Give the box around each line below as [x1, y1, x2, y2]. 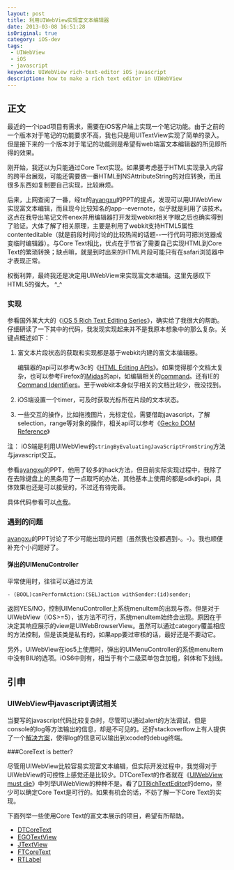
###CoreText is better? [7, 747, 73, 756]
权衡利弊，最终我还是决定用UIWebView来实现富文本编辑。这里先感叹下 [7, 271, 211, 280]
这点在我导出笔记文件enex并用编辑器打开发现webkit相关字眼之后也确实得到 [7, 213, 224, 222]
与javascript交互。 [7, 451, 61, 459]
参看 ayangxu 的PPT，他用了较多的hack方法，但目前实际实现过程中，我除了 [7, 466, 222, 474]
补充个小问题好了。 [7, 543, 63, 551]
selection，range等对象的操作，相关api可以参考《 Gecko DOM [17, 419, 196, 427]
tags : [7, 43, 23, 49]
